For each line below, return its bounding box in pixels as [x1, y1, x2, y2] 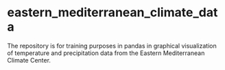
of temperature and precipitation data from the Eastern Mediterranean [7, 49, 205, 57]
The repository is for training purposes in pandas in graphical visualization [7, 41, 217, 50]
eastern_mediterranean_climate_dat [7, 5, 218, 20]
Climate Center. [7, 56, 51, 64]
